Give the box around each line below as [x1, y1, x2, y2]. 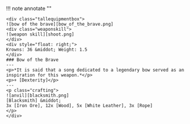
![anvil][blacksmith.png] [6, 93, 69, 98]
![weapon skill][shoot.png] [6, 31, 75, 37]
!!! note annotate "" [6, 5, 52, 12]
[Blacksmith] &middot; [6, 98, 61, 104]
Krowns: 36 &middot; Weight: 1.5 [6, 47, 88, 52]
